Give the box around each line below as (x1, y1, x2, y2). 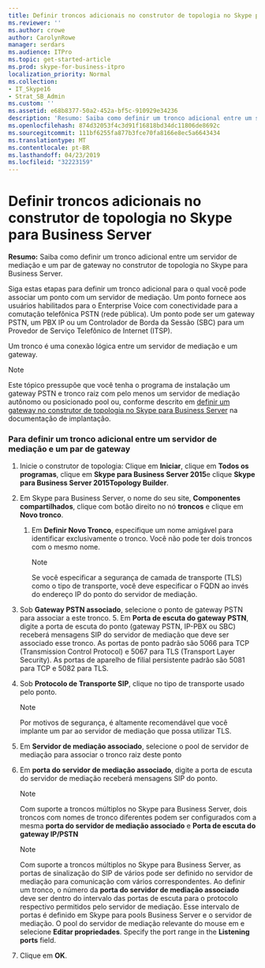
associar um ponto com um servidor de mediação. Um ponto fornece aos (8, 293, 247, 302)
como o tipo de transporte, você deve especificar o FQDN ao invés (31, 581, 249, 591)
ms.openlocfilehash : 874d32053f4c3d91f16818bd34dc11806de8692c (8, 122, 221, 129)
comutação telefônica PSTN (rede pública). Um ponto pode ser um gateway (8, 310, 255, 319)
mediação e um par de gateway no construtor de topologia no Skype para (8, 261, 248, 270)
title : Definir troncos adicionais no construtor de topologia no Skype (8, 11, 252, 20)
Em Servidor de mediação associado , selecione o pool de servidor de (19, 741, 249, 751)
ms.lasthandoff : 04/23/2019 (8, 151, 101, 159)
